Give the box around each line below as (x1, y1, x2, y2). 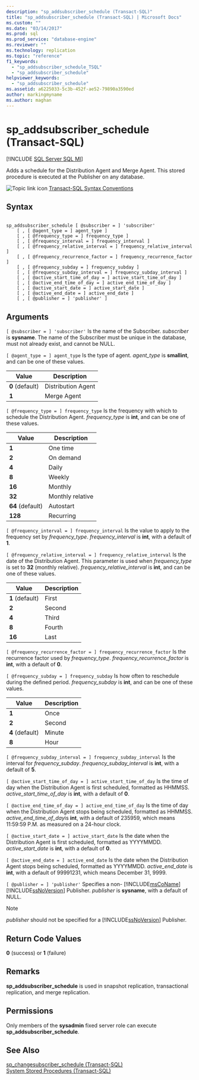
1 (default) (9, 594, 39, 603)
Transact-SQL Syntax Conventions (48, 184, 134, 192)
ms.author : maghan (6, 97, 52, 103)
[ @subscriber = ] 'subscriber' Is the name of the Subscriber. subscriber (6, 328, 189, 335)
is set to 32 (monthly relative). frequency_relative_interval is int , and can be (6, 564, 191, 571)
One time (48, 444, 74, 452)
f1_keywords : (6, 58, 39, 64)
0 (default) (9, 382, 39, 390)
